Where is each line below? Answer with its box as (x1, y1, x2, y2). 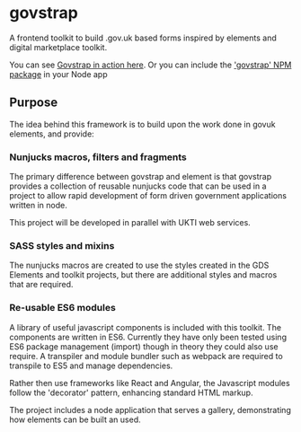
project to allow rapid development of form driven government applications (9, 190, 288, 201)
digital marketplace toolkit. (9, 41, 108, 52)
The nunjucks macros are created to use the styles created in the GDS (9, 260, 270, 271)
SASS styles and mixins (9, 239, 115, 251)
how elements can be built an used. (9, 414, 141, 425)
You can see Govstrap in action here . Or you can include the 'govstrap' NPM (9, 59, 292, 70)
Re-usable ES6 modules (9, 302, 117, 314)
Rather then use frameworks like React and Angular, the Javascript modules (9, 377, 290, 388)
